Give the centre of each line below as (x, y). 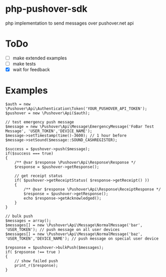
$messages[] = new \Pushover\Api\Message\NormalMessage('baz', (74, 234)
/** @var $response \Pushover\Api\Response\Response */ (75, 162)
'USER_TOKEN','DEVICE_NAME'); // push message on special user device (82, 239)
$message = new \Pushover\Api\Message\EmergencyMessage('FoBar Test (80, 126)
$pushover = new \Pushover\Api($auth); (48, 113)
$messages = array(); (28, 221)
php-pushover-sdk (46, 9)
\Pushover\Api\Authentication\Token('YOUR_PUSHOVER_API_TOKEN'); (76, 109)
